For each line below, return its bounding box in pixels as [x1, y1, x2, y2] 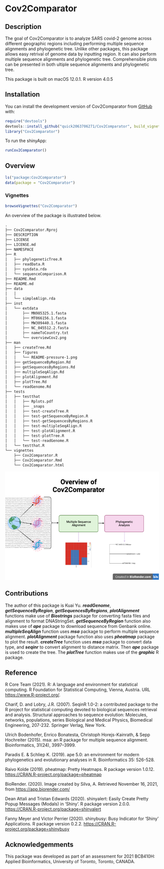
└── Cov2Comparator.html [14, 463, 64, 468]
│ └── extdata [5, 306, 38, 311]
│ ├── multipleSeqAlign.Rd [5, 370, 64, 375]
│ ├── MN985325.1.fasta [5, 311, 67, 316]
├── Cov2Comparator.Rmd [14, 458, 62, 463]
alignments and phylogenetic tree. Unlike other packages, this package [5, 46, 148, 51]
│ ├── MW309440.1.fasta [5, 321, 67, 326]
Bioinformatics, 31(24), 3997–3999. [5, 742, 76, 748]
